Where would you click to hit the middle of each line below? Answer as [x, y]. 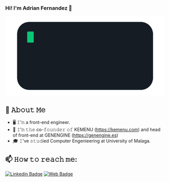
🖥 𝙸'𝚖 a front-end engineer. [41, 123]
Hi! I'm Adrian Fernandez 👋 [39, 8]
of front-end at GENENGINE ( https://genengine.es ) [65, 135]
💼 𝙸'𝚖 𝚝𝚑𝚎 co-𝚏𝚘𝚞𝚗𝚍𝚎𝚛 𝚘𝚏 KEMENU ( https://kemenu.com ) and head [87, 130]
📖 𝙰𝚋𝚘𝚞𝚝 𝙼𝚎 [26, 110]
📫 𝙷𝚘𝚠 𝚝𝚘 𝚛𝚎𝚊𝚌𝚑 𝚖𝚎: [41, 159]
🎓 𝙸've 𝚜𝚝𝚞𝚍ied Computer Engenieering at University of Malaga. [81, 141]
